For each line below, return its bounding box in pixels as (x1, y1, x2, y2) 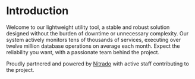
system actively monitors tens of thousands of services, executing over (6, 36, 181, 43)
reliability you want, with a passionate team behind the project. (6, 48, 159, 55)
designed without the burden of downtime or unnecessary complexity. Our (6, 29, 189, 37)
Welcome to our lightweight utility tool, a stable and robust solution (6, 24, 170, 31)
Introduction (6, 4, 69, 18)
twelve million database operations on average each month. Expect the (6, 42, 180, 50)
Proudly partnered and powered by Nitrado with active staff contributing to (6, 60, 189, 67)
